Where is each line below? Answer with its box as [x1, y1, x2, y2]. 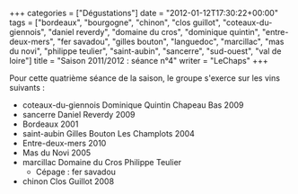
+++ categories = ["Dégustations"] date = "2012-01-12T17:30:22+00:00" [9, 8, 278, 18]
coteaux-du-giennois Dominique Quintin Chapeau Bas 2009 [22, 100, 244, 110]
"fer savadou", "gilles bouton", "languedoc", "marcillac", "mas [57, 36, 285, 47]
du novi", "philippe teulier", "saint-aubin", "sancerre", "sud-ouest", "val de [9, 46, 282, 57]
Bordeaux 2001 [22, 119, 79, 129]
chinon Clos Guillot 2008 [22, 176, 115, 187]
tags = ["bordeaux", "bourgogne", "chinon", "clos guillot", [9, 17, 222, 28]
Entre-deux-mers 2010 [22, 138, 107, 148]
